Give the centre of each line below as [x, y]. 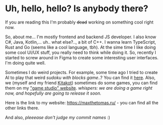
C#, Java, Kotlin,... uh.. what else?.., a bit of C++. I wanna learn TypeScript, [81, 42]
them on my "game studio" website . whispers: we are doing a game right [79, 88]
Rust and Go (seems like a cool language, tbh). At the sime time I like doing [81, 47]
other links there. [22, 108]
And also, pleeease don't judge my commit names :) [58, 117]
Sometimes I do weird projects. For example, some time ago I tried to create [81, 72]
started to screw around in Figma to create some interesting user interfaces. [82, 57]
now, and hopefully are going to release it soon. [53, 93]
